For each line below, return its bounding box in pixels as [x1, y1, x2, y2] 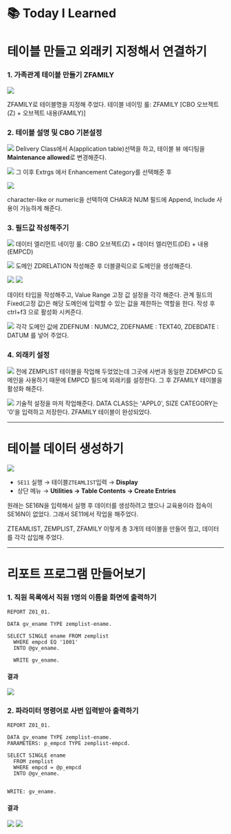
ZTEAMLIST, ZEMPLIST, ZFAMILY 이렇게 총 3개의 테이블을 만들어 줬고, [7, 525, 201, 533]
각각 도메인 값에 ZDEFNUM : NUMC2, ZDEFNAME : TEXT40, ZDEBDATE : [15, 323, 219, 331]
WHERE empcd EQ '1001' [13, 638, 78, 645]
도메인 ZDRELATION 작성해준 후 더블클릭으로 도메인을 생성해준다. [15, 262, 192, 270]
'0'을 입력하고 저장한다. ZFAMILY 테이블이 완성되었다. [7, 407, 152, 416]
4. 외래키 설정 [7, 350, 50, 360]
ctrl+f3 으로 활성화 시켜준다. [7, 308, 84, 316]
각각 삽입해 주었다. [14, 533, 64, 541]
